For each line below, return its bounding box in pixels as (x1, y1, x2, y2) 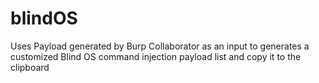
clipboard (10, 61, 50, 73)
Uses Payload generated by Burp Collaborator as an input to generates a (10, 40, 310, 52)
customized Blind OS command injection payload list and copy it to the (10, 50, 302, 62)
